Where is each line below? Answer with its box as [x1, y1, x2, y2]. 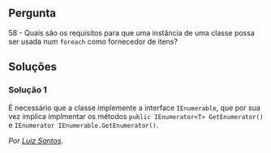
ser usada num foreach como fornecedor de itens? [8, 36, 179, 46]
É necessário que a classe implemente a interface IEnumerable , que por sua [8, 103, 261, 113]
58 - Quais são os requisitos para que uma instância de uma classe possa [8, 28, 256, 37]
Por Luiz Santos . [8, 135, 63, 145]
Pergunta [8, 6, 57, 20]
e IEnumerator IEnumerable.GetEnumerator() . [8, 120, 159, 130]
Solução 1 [8, 84, 47, 96]
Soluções [8, 60, 57, 74]
